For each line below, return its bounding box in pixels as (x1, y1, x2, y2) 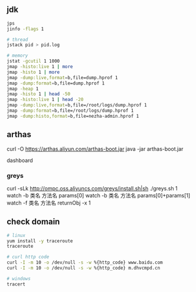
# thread (6, 37, 28, 43)
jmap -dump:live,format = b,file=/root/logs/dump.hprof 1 (6, 102, 147, 108)
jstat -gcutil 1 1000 (6, 59, 60, 64)
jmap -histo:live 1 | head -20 (6, 97, 84, 103)
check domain (6, 217, 60, 227)
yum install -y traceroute (6, 238, 73, 244)
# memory (6, 53, 28, 59)
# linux (6, 232, 26, 238)
